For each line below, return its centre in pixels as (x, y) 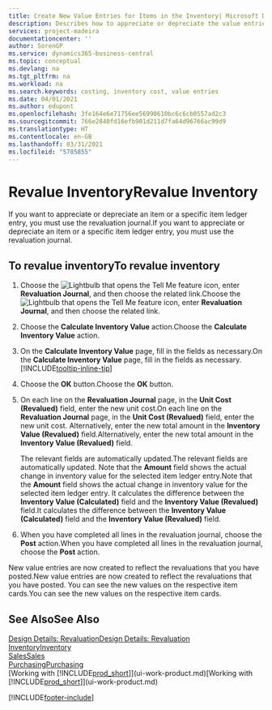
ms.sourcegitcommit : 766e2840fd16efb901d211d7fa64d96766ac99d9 (117, 122)
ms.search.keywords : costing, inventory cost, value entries (114, 91)
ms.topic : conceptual (45, 62)
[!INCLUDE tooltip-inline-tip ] (66, 368)
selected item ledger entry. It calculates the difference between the (132, 493)
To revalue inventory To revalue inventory (114, 266)
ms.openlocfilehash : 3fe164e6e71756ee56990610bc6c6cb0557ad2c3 (117, 114)
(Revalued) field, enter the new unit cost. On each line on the (121, 409)
